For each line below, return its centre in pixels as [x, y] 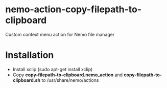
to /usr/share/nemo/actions [70, 80]
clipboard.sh [27, 80]
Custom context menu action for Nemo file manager [60, 34]
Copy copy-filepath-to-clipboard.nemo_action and [68, 75]
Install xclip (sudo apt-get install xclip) [53, 69]
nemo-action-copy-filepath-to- [74, 9]
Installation [30, 55]
